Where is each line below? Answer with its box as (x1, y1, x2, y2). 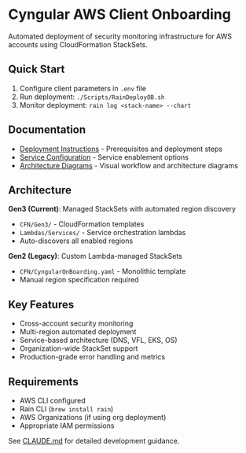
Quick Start (8, 63, 65, 76)
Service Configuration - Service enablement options (19, 152, 189, 162)
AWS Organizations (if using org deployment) (19, 413, 167, 422)
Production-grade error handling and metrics (19, 352, 166, 362)
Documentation (8, 123, 86, 137)
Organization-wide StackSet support (19, 344, 138, 353)
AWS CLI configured (19, 396, 86, 405)
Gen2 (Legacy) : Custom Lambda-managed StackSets (8, 252, 182, 261)
